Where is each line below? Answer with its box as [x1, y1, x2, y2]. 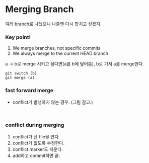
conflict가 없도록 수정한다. [12, 140, 64, 146]
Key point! [5, 34, 31, 41]
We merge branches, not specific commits [12, 45, 101, 51]
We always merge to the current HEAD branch [12, 50, 108, 56]
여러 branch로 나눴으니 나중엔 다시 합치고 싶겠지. [5, 21, 102, 27]
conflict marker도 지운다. [12, 146, 63, 152]
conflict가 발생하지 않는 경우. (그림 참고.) [12, 99, 93, 105]
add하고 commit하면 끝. [12, 152, 60, 158]
